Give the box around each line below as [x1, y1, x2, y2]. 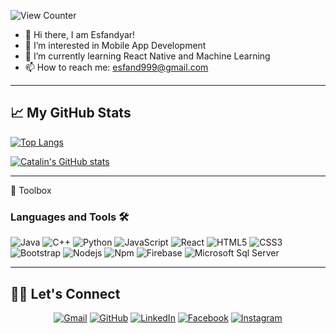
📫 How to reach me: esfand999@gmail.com [24, 61, 209, 73]
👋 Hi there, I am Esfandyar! [24, 29, 136, 40]
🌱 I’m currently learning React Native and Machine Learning [24, 50, 271, 62]
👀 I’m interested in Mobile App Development [24, 40, 207, 51]
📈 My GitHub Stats [10, 105, 132, 122]
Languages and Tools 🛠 [10, 210, 130, 224]
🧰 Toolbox [10, 184, 52, 196]
